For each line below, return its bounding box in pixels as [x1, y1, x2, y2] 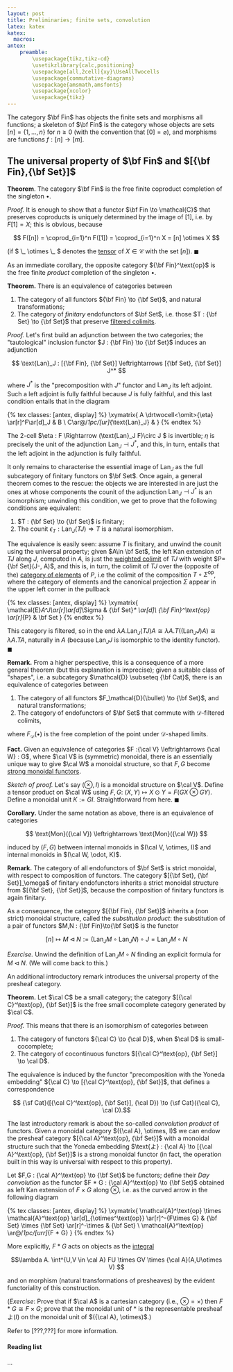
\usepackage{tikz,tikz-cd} [32, 56, 110, 62]
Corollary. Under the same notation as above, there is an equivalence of [7, 808, 214, 817]
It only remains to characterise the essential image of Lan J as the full [7, 462, 203, 473]
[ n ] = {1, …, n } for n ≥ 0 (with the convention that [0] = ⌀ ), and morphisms [7, 128, 217, 136]
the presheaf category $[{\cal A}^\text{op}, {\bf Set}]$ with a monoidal [7, 1134, 209, 1142]
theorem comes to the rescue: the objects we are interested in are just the [7, 479, 218, 487]
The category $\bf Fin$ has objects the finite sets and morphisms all [7, 113, 203, 121]
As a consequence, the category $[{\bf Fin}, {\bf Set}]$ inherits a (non [7, 906, 209, 915]
